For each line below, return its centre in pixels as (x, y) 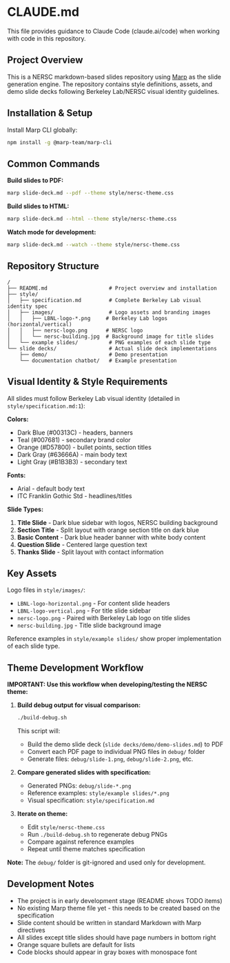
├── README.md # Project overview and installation (112, 288)
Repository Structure (53, 266)
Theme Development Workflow (75, 667)
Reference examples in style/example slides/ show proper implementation (114, 639)
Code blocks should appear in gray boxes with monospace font (107, 952)
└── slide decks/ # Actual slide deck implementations (112, 348)
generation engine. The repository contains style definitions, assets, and (110, 84)
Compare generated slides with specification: (84, 772)
